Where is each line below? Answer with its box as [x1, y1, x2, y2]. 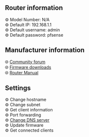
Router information [5, 4, 63, 12]
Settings [5, 84, 31, 92]
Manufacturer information [5, 46, 85, 55]
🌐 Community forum [5, 59, 46, 65]
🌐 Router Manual [5, 69, 38, 75]
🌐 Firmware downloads [5, 64, 51, 70]
